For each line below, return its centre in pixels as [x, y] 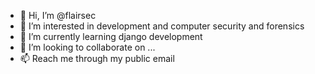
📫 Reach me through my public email [97, 58]
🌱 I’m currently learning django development [111, 36]
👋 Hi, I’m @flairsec [58, 15]
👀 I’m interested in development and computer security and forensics [162, 26]
